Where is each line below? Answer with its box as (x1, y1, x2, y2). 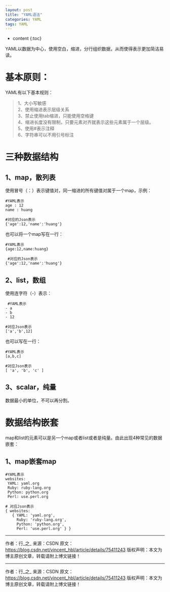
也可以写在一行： (5, 339, 41, 344)
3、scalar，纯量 (5, 383, 57, 392)
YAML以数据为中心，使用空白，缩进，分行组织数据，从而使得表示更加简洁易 (5, 46, 164, 52)
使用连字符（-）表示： (5, 290, 52, 296)
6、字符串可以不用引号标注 (17, 132, 74, 138)
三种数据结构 (5, 151, 59, 163)
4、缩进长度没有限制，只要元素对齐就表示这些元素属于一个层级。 (17, 119, 154, 125)
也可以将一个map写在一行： (5, 231, 63, 237)
